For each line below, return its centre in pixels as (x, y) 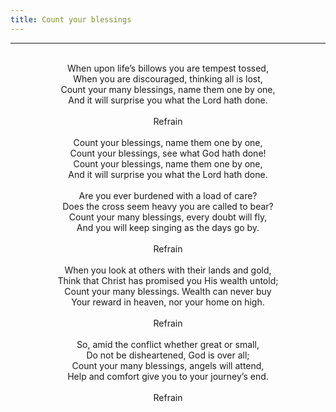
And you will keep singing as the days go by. (168, 227)
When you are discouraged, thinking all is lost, (168, 78)
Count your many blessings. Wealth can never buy (168, 291)
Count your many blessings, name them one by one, (168, 89)
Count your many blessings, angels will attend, (168, 365)
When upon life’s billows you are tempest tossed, (168, 68)
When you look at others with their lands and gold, (168, 270)
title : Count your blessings (71, 19)
